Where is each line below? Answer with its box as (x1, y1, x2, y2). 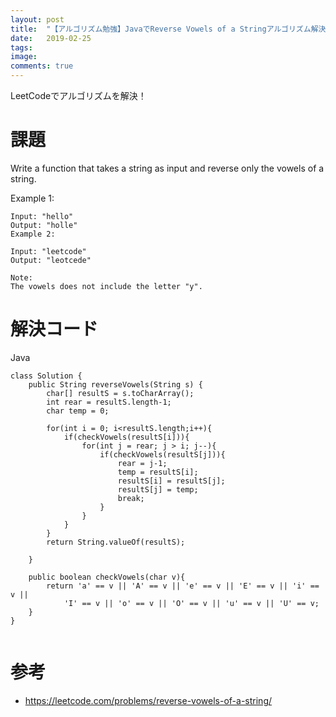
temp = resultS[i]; (117, 467, 199, 477)
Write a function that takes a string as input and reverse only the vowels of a (10, 162, 325, 174)
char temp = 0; (46, 406, 110, 416)
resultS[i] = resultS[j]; (117, 476, 226, 486)
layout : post (10, 14, 65, 25)
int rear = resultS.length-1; (46, 397, 172, 407)
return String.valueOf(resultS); (46, 537, 186, 547)
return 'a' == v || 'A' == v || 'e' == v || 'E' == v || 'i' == (46, 581, 320, 591)
